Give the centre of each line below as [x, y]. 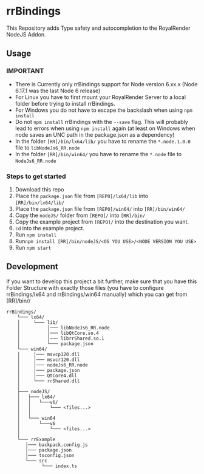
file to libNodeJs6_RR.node [47, 148]
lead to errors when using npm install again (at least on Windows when [105, 128]
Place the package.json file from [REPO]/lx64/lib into [82, 196]
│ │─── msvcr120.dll [49, 360]
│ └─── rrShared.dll [49, 381]
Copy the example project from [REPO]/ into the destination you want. [102, 222]
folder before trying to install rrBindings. [65, 103]
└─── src [36, 461]
